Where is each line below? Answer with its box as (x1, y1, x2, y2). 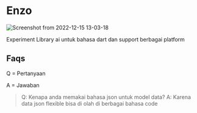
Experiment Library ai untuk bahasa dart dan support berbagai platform (6, 35, 185, 43)
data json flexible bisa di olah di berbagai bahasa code (21, 100, 158, 107)
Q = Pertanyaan (6, 70, 46, 77)
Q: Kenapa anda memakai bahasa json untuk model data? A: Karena (21, 93, 192, 101)
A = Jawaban (6, 81, 40, 89)
